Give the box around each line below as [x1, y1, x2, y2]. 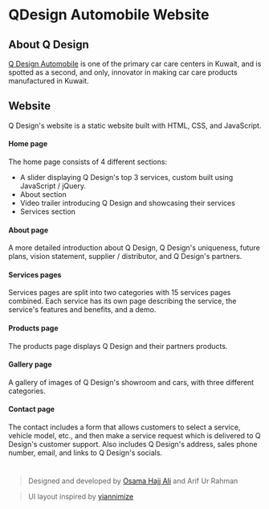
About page [8, 225, 49, 235]
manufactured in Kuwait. [8, 76, 90, 85]
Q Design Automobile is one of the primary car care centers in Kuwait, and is [8, 59, 262, 68]
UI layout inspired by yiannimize [27, 492, 134, 502]
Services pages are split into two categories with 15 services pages [8, 288, 231, 298]
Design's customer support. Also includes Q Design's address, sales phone [8, 440, 258, 449]
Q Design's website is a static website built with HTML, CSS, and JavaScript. [8, 121, 262, 130]
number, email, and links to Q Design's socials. [8, 448, 163, 458]
